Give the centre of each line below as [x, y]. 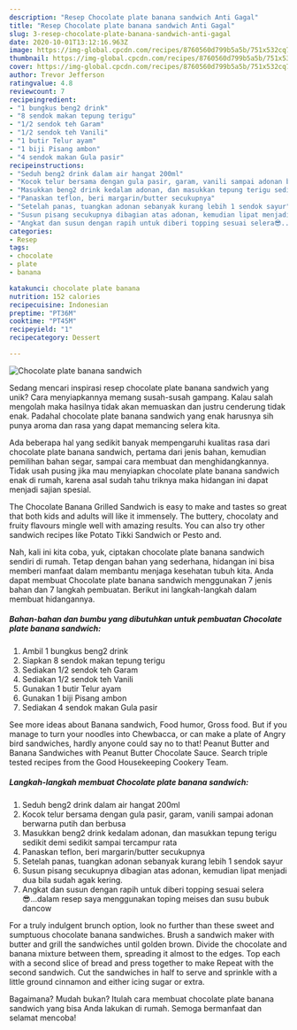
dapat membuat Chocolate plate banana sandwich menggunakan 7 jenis [141, 580]
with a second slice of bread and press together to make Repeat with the [141, 963]
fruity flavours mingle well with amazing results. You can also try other [137, 525]
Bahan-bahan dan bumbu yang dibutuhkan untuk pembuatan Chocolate [146, 619]
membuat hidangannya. [52, 599]
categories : [31, 231]
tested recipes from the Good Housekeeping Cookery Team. [119, 762]
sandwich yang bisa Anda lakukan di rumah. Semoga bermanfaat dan [136, 1008]
